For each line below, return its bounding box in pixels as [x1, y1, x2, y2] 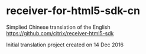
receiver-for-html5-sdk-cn [6, 4, 141, 18]
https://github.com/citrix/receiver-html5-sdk [6, 29, 114, 36]
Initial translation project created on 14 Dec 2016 [6, 41, 124, 48]
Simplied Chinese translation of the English [6, 23, 111, 31]
